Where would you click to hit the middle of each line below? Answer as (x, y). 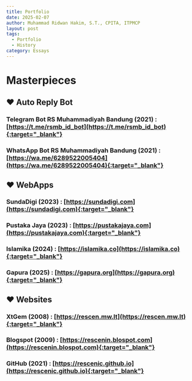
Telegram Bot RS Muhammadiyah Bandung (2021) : (82, 119)
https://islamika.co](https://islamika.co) (120, 249)
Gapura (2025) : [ (32, 273)
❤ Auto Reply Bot (39, 102)
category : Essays (28, 51)
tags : (13, 34)
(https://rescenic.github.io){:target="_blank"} (75, 371)
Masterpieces (41, 80)
